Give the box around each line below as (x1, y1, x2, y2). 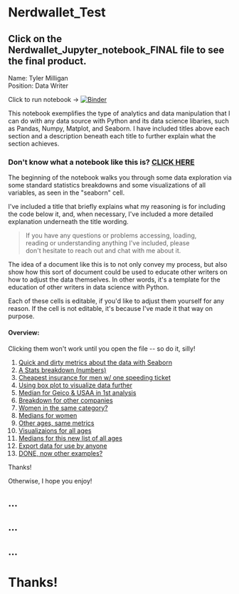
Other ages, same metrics (18, 419, 95, 427)
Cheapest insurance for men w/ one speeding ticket (18, 373, 171, 382)
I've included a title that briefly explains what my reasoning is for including (8, 203, 226, 211)
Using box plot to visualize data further (18, 381, 132, 389)
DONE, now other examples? (18, 449, 103, 457)
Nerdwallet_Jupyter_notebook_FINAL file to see (8, 43, 225, 56)
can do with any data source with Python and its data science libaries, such (8, 117, 230, 125)
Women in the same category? (18, 404, 109, 412)
